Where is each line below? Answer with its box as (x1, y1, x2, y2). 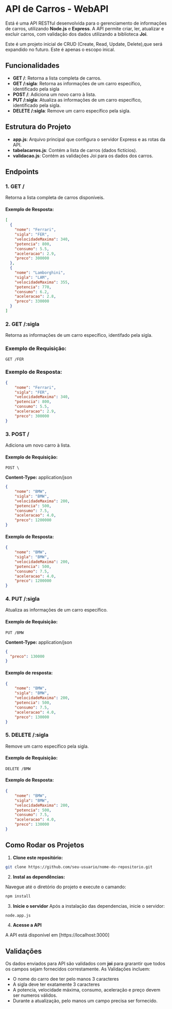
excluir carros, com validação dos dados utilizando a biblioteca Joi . (5, 31, 148, 37)
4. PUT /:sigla (5, 595, 40, 602)
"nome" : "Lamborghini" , (14, 270, 66, 275)
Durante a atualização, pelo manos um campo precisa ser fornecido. (12, 998, 158, 1004)
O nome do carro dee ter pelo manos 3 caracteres (12, 976, 119, 982)
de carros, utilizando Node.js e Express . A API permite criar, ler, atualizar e (5, 25, 164, 31)
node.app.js (5, 912, 31, 918)
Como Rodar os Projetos (5, 841, 85, 850)
